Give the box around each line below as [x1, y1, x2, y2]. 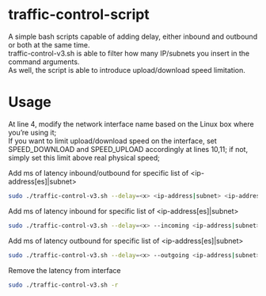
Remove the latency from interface [8, 265, 121, 275]
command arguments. [8, 57, 80, 66]
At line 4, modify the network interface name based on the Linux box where [8, 119, 255, 128]
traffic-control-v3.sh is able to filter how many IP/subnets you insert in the [8, 48, 250, 58]
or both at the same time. [8, 40, 90, 49]
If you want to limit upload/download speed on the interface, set [8, 136, 218, 146]
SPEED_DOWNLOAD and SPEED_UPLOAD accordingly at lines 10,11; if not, [8, 144, 248, 154]
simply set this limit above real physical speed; [8, 153, 160, 162]
